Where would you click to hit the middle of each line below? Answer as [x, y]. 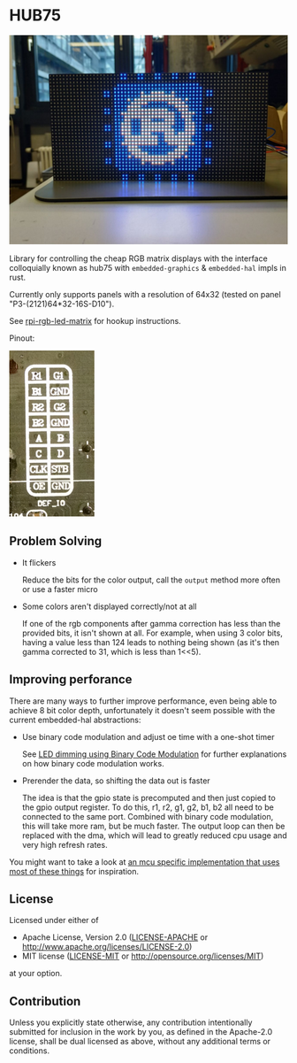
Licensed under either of [54, 920]
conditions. [30, 1051]
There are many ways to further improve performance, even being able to [143, 701]
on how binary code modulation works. [93, 763]
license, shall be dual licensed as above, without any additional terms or [140, 1042]
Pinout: [22, 338]
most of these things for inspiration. [74, 871]
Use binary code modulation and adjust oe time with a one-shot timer [148, 736]
